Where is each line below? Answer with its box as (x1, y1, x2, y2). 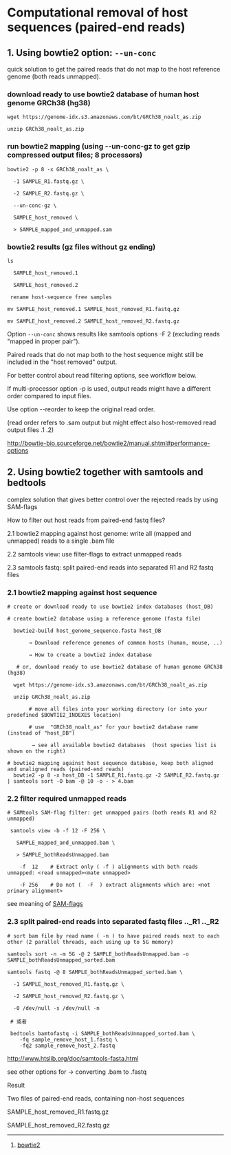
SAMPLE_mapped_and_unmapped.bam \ (16, 839, 115, 847)
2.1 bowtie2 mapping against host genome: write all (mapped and (7, 529, 192, 537)
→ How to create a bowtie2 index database (28, 651, 153, 658)
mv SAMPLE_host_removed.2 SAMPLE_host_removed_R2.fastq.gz (7, 318, 180, 325)
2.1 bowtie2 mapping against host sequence (7, 587, 157, 597)
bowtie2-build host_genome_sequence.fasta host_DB (13, 627, 162, 634)
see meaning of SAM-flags (7, 900, 84, 908)
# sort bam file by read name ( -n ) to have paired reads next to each (7, 932, 220, 940)
